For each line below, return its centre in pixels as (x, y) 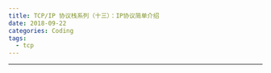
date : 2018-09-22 (38, 23)
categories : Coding (41, 30)
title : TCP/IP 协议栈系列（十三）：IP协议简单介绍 (84, 16)
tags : (17, 38)
